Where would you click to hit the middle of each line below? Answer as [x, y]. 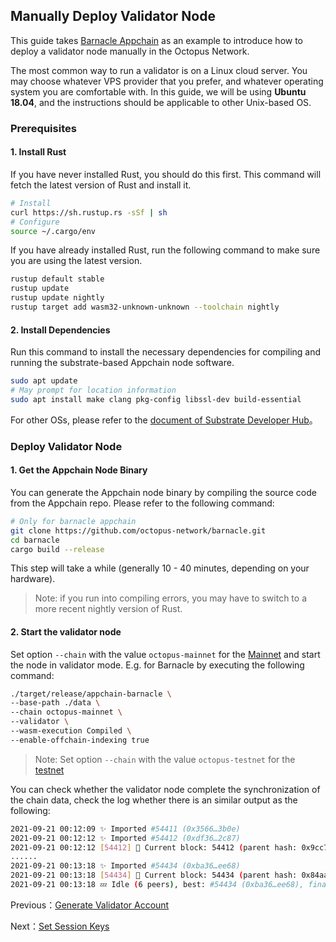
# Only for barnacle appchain [73, 521]
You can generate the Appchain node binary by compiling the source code [163, 492]
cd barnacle [35, 540]
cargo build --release [57, 549]
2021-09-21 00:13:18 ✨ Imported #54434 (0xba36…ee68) [125, 866]
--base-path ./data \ [55, 703]
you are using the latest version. [76, 261]
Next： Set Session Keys [60, 926]
